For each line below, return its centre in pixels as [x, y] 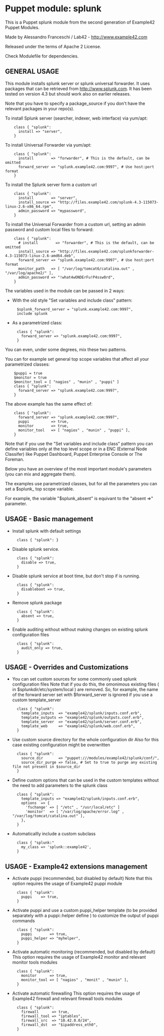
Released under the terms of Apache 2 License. [53, 46]
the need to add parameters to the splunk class [60, 785]
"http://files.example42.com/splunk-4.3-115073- [108, 202]
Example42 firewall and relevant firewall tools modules [67, 999]
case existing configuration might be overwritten [61, 745]
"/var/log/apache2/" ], [29, 273]
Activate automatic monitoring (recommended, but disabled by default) [84, 952]
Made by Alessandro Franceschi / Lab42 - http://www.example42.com [76, 37]
